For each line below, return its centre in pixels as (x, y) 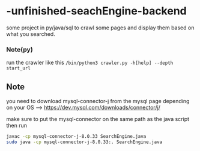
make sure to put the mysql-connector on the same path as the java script (98, 119)
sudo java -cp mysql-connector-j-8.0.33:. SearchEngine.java (84, 142)
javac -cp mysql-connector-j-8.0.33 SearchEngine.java (76, 137)
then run (17, 126)
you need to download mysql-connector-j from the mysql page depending (98, 101)
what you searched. (31, 34)
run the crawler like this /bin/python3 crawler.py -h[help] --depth (90, 63)
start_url (19, 68)
